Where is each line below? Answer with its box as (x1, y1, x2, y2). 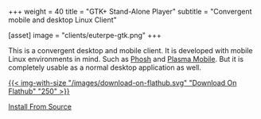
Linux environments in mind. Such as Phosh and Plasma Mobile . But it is (8, 55, 244, 63)
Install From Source (8, 102, 72, 111)
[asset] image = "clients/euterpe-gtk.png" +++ (8, 31, 162, 40)
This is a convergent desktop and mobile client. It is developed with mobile (8, 46, 253, 55)
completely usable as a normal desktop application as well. (8, 63, 201, 72)
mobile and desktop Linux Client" (8, 15, 117, 25)
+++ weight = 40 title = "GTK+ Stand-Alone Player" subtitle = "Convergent (8, 7, 252, 16)
